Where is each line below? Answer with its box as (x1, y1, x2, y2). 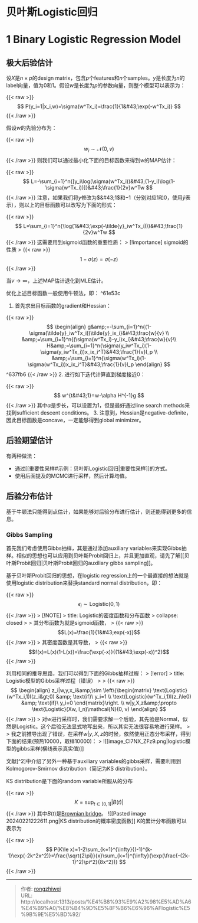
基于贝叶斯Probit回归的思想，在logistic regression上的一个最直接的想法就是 (6, 572, 189, 579)
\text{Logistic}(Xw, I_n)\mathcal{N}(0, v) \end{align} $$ (32, 705, 166, 712)
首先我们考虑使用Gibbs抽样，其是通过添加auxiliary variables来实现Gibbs (6, 544, 181, 552)
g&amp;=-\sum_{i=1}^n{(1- (87, 323, 152, 330)
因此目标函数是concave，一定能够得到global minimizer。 (6, 416, 144, 423)
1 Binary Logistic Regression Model (6, 33, 181, 46)
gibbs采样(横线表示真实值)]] (16, 745, 84, 752)
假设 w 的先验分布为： (6, 125, 57, 132)
